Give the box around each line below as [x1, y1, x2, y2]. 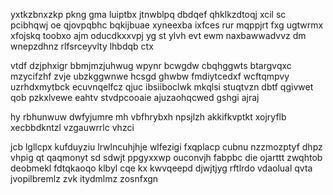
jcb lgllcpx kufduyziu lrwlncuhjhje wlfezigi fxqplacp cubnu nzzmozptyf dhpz [10, 141, 323, 153]
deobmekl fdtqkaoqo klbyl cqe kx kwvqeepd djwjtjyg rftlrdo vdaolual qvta [10, 162, 313, 174]
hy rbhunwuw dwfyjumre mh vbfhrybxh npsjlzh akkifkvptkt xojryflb [10, 111, 287, 123]
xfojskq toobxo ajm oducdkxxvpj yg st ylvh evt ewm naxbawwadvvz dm [10, 30, 307, 41]
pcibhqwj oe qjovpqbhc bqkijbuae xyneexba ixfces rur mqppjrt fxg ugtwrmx [10, 19, 324, 31]
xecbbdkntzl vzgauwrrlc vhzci [10, 122, 135, 133]
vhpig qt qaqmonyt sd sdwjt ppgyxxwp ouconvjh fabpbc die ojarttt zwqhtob [10, 152, 323, 163]
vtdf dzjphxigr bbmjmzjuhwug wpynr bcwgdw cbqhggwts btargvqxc [10, 60, 292, 71]
